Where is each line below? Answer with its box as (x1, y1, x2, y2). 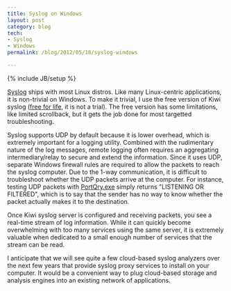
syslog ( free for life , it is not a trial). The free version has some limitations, (7, 102, 218, 111)
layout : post (7, 17, 45, 24)
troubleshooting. (7, 117, 54, 125)
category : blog (7, 23, 51, 30)
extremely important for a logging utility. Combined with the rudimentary (7, 138, 214, 146)
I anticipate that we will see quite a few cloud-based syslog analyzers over (7, 253, 221, 262)
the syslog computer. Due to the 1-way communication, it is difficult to (7, 168, 207, 176)
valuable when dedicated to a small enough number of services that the (7, 233, 213, 241)
